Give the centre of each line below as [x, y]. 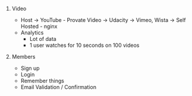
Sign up [30, 68]
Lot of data [43, 39]
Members [23, 57]
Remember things [42, 81]
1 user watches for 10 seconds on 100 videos [84, 45]
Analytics [32, 33]
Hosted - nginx [39, 26]
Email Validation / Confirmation [59, 87]
